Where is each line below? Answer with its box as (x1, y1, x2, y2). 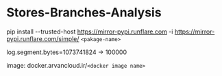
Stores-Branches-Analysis (6, 5, 162, 21)
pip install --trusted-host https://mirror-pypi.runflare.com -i (6, 27, 173, 36)
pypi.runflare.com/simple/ (6, 34, 79, 42)
